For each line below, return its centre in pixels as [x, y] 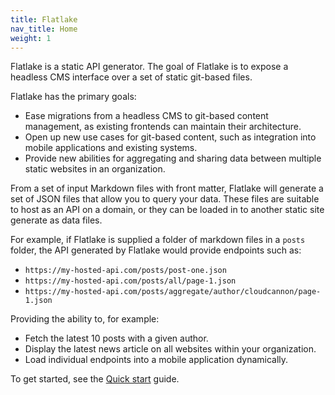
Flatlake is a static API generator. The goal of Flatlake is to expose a [149, 67]
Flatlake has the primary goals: [73, 97]
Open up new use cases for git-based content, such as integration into [170, 137]
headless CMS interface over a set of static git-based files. [131, 77]
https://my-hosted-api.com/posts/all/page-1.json [130, 281]
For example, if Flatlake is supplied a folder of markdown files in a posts [158, 240]
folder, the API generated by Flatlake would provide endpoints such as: [156, 250]
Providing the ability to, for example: [85, 319]
